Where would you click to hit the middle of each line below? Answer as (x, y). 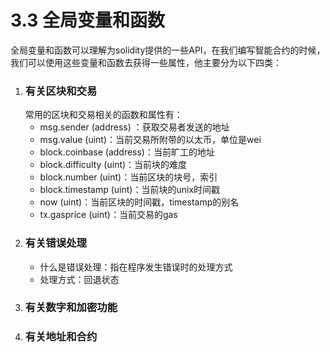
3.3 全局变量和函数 (87, 20)
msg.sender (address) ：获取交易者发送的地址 (134, 127)
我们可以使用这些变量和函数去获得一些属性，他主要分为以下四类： (146, 62)
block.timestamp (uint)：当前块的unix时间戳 (130, 190)
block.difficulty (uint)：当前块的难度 (113, 165)
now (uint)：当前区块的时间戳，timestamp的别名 (139, 202)
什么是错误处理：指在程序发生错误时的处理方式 (136, 267)
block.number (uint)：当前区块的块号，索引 (128, 177)
